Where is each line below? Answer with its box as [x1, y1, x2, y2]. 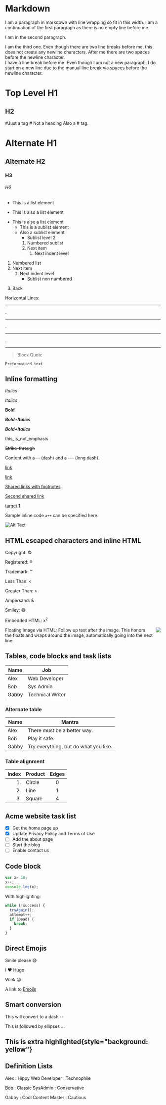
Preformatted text [5, 361, 43, 366]
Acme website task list [5, 812, 77, 820]
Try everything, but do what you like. [28, 743, 113, 750]
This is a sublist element [19, 224, 69, 230]
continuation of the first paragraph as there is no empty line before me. [5, 24, 150, 30]
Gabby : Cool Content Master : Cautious [5, 1094, 86, 1100]
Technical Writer [28, 691, 66, 698]
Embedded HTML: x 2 [5, 617, 48, 624]
